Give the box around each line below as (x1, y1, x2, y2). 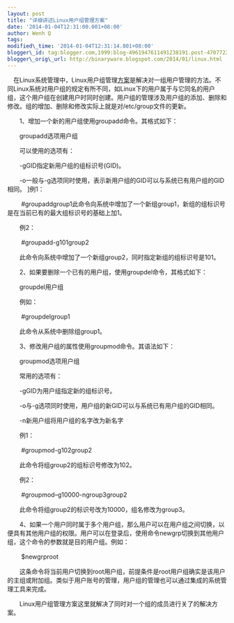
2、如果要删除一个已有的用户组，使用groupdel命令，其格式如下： (19, 267, 208, 276)
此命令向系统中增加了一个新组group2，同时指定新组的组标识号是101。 (19, 253, 220, 261)
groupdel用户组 (19, 282, 64, 291)
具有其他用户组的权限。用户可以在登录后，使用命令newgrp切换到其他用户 (13, 529, 225, 537)
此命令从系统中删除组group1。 (19, 327, 107, 335)
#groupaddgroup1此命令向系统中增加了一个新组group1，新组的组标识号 (20, 200, 226, 208)
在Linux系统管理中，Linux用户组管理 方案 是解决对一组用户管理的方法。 (13, 75, 215, 84)
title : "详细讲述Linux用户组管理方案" (7, 17, 109, 24)
